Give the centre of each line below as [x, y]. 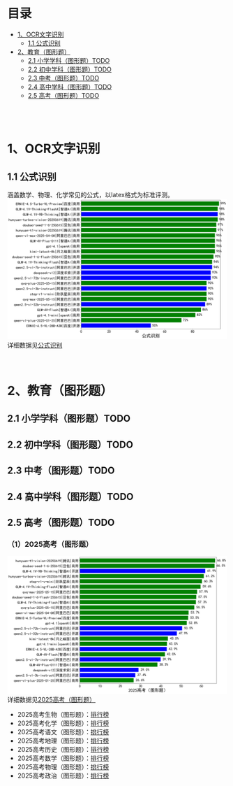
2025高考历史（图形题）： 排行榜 [63, 750]
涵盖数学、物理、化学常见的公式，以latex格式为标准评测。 [91, 194]
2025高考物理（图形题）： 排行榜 [63, 767]
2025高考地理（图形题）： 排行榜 [63, 741]
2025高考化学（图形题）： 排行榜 [63, 723]
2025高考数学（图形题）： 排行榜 [63, 758]
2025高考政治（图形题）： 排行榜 [63, 776]
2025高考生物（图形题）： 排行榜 [63, 715]
